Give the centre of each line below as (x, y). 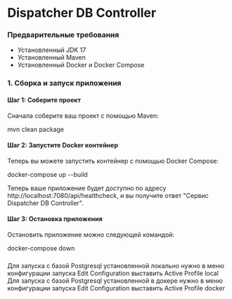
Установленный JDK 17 (52, 50)
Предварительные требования (63, 35)
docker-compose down (41, 248)
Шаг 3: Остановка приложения (55, 219)
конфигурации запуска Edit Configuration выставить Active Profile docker (116, 288)
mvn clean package (36, 129)
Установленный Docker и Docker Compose (81, 65)
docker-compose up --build (47, 174)
